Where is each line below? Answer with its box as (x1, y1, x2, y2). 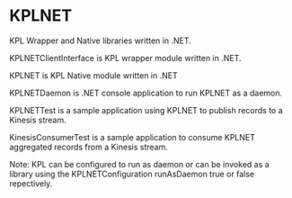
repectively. (9, 177, 53, 189)
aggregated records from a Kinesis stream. (9, 141, 168, 152)
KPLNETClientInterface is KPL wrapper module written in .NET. (9, 52, 242, 63)
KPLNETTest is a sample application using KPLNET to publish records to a (9, 104, 283, 115)
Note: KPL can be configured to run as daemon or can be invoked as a (9, 158, 270, 169)
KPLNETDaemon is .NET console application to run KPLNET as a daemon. (9, 87, 283, 98)
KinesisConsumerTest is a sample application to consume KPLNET (9, 131, 256, 142)
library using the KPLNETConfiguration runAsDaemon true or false (9, 168, 254, 179)
